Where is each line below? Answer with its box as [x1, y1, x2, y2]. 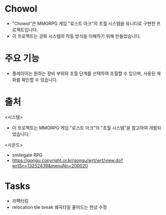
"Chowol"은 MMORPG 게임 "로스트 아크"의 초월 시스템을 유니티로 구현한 [12, 20, 155, 26]
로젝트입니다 [12, 26, 37, 33]
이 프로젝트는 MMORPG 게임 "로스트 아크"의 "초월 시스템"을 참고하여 [12, 124, 148, 131]
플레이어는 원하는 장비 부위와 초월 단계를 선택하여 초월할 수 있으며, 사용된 [12, 70, 156, 76]
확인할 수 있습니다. [21, 76, 58, 82]
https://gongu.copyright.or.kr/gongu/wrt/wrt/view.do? [12, 157, 124, 163]
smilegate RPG [12, 152, 43, 158]
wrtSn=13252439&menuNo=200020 [12, 162, 89, 168]
